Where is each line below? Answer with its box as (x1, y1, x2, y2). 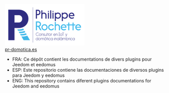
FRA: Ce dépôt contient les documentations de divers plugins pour (12, 56, 152, 62)
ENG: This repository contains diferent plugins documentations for (12, 78, 152, 83)
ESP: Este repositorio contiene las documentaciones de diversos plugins (12, 67, 164, 73)
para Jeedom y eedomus (12, 72, 65, 78)
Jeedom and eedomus (12, 83, 60, 89)
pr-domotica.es (5, 46, 37, 52)
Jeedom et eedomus (12, 62, 56, 67)
